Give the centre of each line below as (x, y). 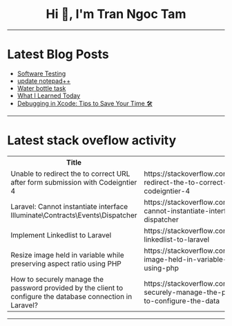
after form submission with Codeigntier (74, 182)
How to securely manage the (57, 279)
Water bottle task (41, 88)
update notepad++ (44, 81)
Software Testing (41, 73)
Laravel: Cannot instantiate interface (69, 206)
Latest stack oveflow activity (92, 141)
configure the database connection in (71, 296)
